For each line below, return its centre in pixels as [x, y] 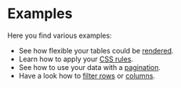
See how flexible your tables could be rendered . [96, 50]
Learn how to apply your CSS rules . [76, 59]
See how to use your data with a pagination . [90, 67]
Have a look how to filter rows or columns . [87, 75]
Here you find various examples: [60, 35]
